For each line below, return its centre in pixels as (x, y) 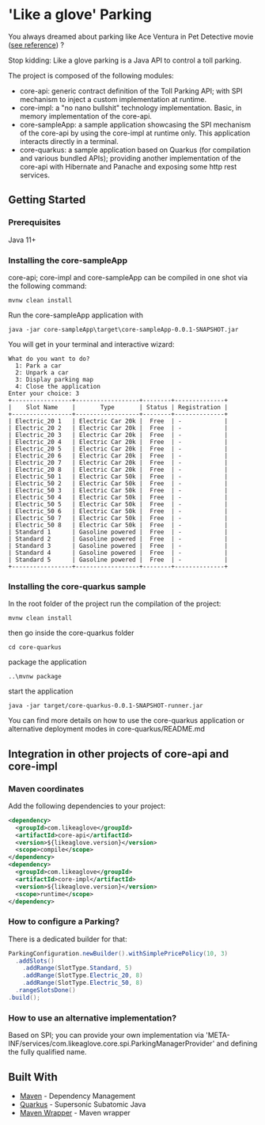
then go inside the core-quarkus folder (71, 633)
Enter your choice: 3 (44, 393)
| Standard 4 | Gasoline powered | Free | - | (118, 553)
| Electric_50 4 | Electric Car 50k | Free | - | (118, 497)
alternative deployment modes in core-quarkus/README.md (107, 729)
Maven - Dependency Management (78, 1096)
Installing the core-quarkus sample (77, 586)
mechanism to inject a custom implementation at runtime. (113, 99)
